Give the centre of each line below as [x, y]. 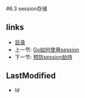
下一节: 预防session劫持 [43, 57]
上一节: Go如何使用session [47, 49]
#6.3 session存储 [27, 9]
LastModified [31, 76]
